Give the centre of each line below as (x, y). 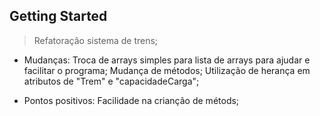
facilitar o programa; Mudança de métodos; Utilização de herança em (167, 70)
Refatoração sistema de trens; (96, 40)
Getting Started (58, 16)
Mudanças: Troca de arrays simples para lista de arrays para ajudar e (167, 60)
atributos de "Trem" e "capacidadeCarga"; (111, 81)
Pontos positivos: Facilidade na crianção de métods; (131, 100)
